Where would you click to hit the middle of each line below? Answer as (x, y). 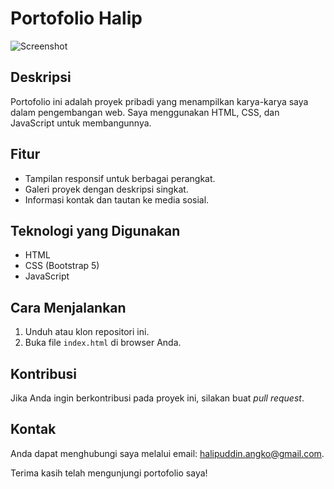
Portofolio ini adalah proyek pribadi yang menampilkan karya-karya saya (159, 101)
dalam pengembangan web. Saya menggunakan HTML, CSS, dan (145, 112)
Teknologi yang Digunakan (95, 230)
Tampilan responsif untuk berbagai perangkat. (120, 178)
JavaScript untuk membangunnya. (81, 123)
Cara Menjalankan (68, 307)
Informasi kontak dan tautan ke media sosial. (117, 199)
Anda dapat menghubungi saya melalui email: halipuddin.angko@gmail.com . (167, 453)
